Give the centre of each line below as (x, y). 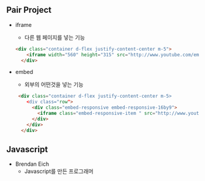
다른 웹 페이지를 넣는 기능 (55, 37)
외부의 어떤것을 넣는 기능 (54, 84)
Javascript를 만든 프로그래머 (59, 171)
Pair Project (29, 10)
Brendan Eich (32, 164)
